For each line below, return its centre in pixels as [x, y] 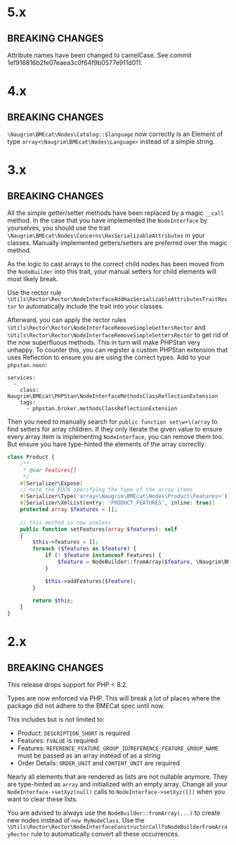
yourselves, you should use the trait [59, 228]
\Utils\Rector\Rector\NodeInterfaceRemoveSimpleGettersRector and [106, 327]
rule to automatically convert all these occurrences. [106, 834]
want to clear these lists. [43, 799]
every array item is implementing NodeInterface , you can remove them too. [116, 437]
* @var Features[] [50, 470]
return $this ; [53, 600]
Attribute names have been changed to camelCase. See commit [99, 55]
